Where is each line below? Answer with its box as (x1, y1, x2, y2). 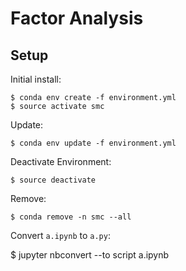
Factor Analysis (10, 7, 144, 30)
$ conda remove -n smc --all (10, 212, 132, 222)
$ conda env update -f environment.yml (10, 138, 177, 148)
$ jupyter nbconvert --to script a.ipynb (10, 249, 170, 261)
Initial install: (10, 73, 62, 85)
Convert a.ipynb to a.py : (10, 230, 111, 241)
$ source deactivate (10, 175, 97, 185)
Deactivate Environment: (10, 156, 112, 167)
